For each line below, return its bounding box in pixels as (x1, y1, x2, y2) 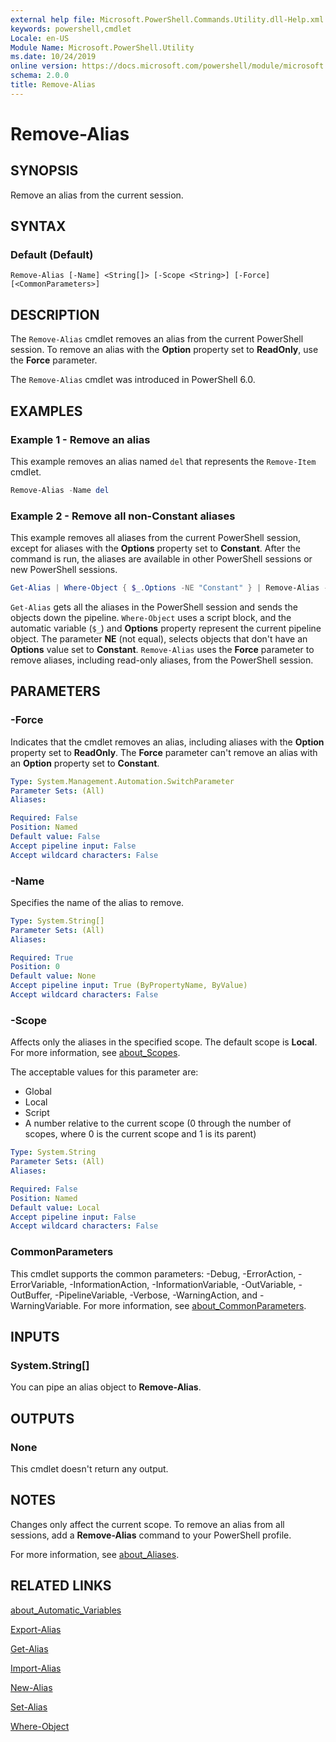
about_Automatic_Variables (10, 1604, 122, 1616)
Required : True (10, 952, 74, 963)
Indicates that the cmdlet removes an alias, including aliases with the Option (10, 736, 325, 748)
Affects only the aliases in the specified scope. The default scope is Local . (10, 1036, 318, 1048)
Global (24, 1086, 52, 1098)
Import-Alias (10, 1662, 62, 1674)
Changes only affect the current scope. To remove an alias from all (10, 1518, 285, 1530)
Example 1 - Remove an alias (10, 432, 151, 446)
